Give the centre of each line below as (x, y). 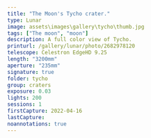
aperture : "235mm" (34, 66)
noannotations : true (37, 124)
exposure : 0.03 (29, 91)
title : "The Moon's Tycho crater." (59, 14)
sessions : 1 (24, 105)
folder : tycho (28, 78)
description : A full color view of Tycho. (70, 40)
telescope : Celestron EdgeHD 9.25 (57, 53)
